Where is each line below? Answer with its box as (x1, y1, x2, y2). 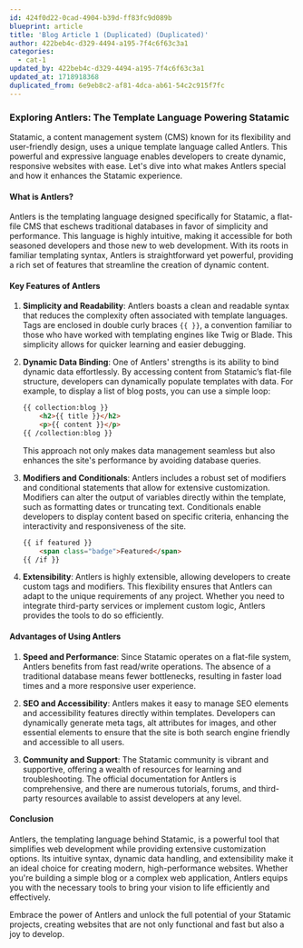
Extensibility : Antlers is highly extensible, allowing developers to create (22, 572, 291, 583)
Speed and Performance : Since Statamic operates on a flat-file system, (22, 651, 292, 662)
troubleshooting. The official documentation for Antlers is (22, 773, 237, 784)
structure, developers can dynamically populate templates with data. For (22, 376, 294, 387)
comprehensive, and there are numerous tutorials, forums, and (22, 783, 257, 793)
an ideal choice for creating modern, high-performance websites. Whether (9, 863, 288, 873)
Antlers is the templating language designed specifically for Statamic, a (9, 211, 276, 223)
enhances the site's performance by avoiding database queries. (22, 454, 261, 465)
